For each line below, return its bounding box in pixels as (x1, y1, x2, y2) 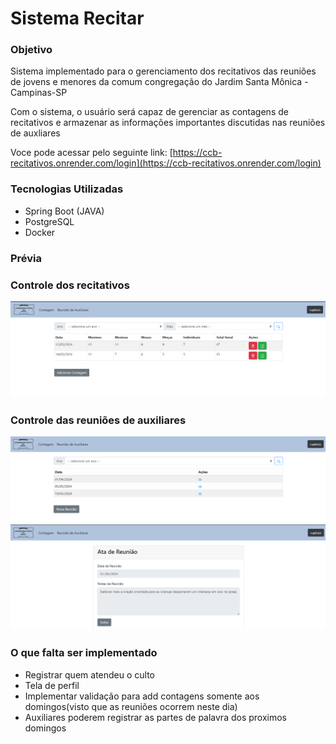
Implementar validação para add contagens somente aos (24, 690, 260, 702)
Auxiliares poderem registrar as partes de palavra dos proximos (24, 711, 287, 723)
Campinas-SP (10, 87, 68, 99)
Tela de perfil (24, 679, 80, 691)
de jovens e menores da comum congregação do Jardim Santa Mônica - (10, 76, 309, 88)
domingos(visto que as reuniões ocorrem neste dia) (24, 700, 238, 712)
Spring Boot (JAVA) (24, 205, 105, 217)
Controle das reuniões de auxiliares (10, 413, 187, 427)
